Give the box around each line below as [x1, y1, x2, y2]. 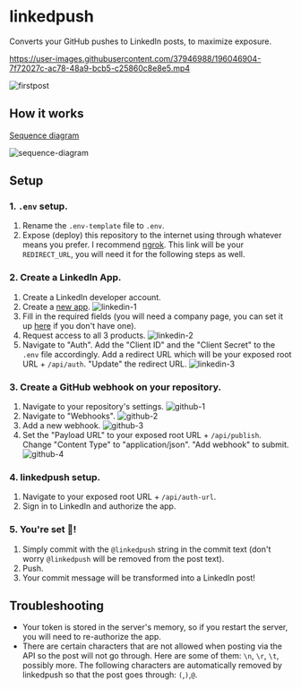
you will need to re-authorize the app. [21, 632, 161, 642]
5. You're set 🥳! [9, 523, 77, 536]
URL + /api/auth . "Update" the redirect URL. [21, 358, 187, 369]
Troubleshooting [9, 599, 105, 614]
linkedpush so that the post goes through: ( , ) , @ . [21, 669, 198, 680]
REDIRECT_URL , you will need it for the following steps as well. [21, 249, 245, 260]
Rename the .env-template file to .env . [21, 220, 165, 231]
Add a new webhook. [21, 420, 101, 431]
